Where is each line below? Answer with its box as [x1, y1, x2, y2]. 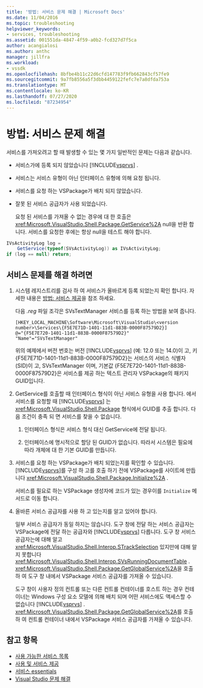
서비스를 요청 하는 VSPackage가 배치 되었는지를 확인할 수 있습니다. [15, 459, 175, 466]
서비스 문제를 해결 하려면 [6, 269, 93, 280]
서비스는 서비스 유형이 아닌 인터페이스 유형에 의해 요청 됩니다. [15, 174, 161, 181]
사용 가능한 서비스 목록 [15, 652, 69, 659]
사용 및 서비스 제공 [15, 659, 59, 667]
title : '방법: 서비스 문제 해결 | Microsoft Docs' [6, 8, 125, 15]
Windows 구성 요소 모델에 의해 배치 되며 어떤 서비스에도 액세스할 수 [31, 593, 192, 600]
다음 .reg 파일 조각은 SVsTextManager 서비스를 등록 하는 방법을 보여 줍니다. [15, 308, 196, 314]
